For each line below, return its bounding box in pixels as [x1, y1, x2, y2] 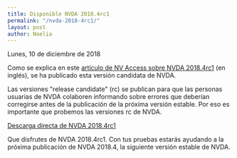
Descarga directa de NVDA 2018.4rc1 [7, 122, 116, 130]
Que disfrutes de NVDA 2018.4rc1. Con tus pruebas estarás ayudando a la [7, 135, 224, 144]
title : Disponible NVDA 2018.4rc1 [7, 10, 110, 18]
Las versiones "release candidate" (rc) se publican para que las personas [7, 85, 223, 93]
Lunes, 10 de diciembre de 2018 [7, 50, 101, 58]
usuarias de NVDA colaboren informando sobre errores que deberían [7, 93, 210, 101]
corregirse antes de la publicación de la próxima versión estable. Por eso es [7, 100, 230, 109]
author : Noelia [7, 30, 53, 38]
